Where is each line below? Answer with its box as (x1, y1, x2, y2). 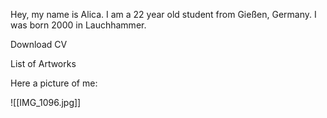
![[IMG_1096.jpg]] (10, 97, 82, 108)
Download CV (10, 39, 68, 50)
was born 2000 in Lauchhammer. (10, 19, 147, 31)
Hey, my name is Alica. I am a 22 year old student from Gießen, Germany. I (10, 9, 317, 20)
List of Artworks (10, 58, 77, 69)
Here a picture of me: (10, 77, 98, 89)
